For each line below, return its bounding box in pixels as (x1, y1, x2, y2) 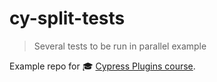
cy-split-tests (9, 7, 126, 30)
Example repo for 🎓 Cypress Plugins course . (9, 60, 196, 72)
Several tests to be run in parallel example (33, 40, 207, 52)
